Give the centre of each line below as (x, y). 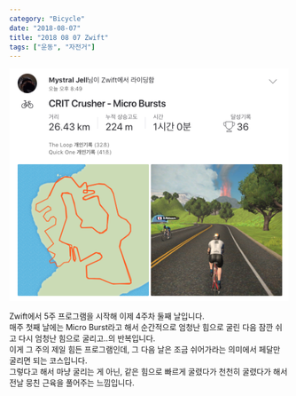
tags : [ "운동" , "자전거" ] (52, 47)
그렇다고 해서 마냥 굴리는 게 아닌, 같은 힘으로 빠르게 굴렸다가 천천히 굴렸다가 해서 (148, 372)
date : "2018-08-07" (45, 28)
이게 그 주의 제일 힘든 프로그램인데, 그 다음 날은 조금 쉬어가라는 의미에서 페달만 (145, 350)
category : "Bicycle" (47, 19)
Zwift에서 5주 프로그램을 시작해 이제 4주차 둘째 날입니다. (107, 316)
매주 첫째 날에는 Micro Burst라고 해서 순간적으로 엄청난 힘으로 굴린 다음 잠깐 (141, 328)
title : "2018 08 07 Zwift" (59, 37)
